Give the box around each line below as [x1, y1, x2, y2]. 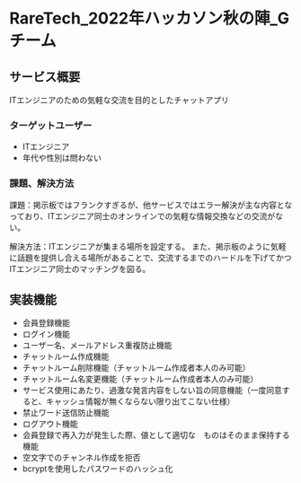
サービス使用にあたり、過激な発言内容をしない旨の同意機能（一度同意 [22, 385, 283, 396]
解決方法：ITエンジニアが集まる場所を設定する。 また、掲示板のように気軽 [9, 241, 287, 251]
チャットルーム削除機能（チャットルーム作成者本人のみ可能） [22, 363, 251, 373]
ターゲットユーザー [9, 119, 93, 131]
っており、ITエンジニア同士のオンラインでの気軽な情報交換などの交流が [9, 210, 276, 221]
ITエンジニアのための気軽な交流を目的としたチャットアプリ [9, 95, 229, 105]
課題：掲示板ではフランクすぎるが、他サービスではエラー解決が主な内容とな [9, 199, 293, 210]
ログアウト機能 [22, 418, 78, 429]
